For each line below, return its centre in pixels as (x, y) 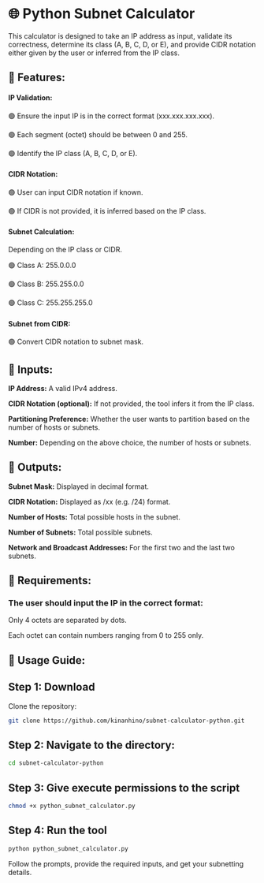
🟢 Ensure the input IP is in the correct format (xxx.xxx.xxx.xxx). (112, 116)
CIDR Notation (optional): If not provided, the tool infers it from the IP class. (131, 404)
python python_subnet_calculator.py (68, 848)
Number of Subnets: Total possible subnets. (80, 532)
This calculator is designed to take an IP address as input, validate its (120, 35)
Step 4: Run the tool (58, 831)
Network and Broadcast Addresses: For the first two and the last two (121, 547)
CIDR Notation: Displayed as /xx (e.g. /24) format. (89, 501)
